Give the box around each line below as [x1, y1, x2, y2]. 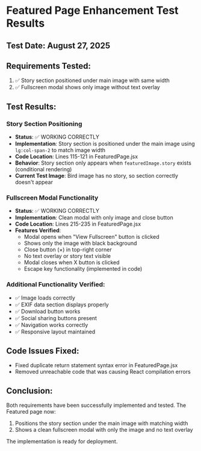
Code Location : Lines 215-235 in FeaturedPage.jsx [14, 221, 141, 228]
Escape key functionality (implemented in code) [23, 265, 143, 273]
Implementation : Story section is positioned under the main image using [14, 140, 196, 148]
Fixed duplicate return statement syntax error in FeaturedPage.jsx [14, 362, 178, 369]
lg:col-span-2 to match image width [14, 147, 106, 154]
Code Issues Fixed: [6, 346, 79, 356]
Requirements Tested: [6, 61, 91, 71]
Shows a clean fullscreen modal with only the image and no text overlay [14, 426, 194, 434]
